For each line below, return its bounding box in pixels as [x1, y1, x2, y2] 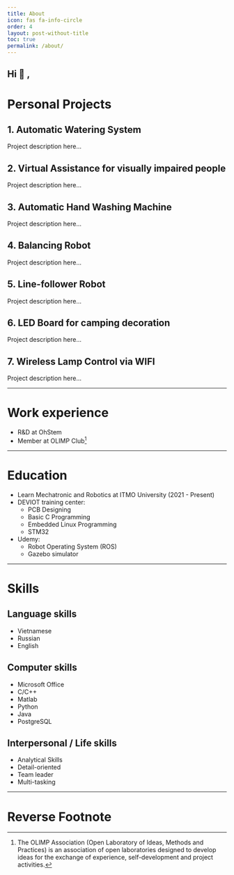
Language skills [7, 608, 77, 620]
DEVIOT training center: [17, 498, 86, 506]
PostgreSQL [17, 717, 52, 725]
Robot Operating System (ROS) [27, 542, 117, 551]
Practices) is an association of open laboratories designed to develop [17, 846, 217, 854]
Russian [17, 634, 40, 643]
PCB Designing [27, 505, 72, 514]
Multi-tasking [17, 778, 56, 787]
